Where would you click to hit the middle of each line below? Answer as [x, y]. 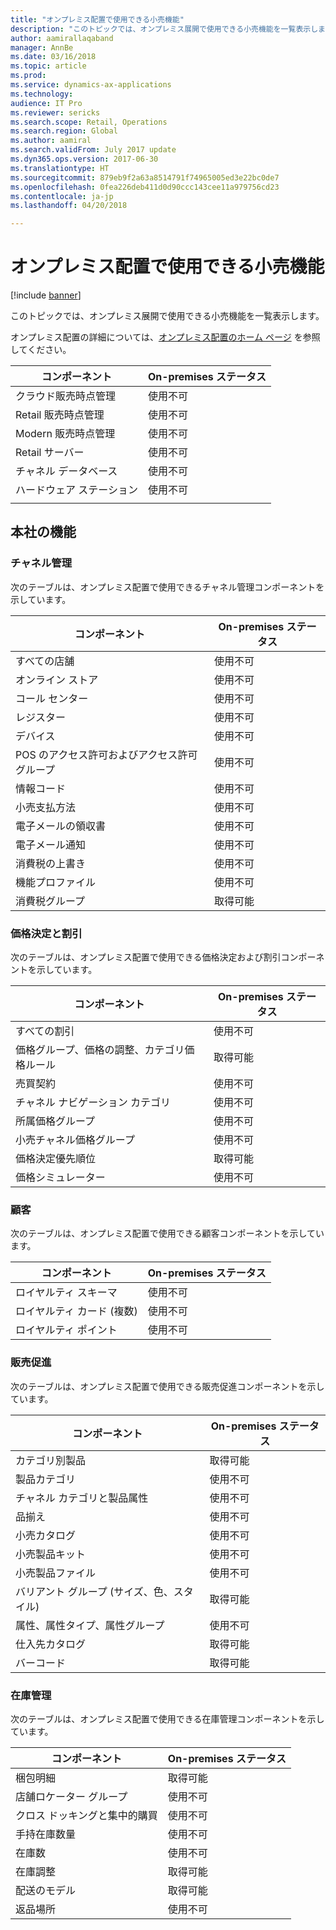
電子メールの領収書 [61, 826]
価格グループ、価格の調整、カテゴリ [100, 1050]
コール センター [52, 698]
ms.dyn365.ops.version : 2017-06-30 [84, 159]
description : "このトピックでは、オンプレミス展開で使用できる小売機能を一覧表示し [164, 29]
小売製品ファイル [56, 1573]
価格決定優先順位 [56, 1159]
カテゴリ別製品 [51, 1460]
